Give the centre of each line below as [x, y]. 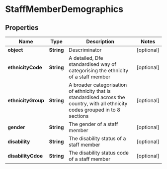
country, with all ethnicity [98, 103]
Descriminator [85, 50]
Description [100, 42]
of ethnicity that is [90, 91]
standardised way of [93, 64]
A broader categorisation [98, 85]
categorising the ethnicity [98, 71]
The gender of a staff [93, 124]
